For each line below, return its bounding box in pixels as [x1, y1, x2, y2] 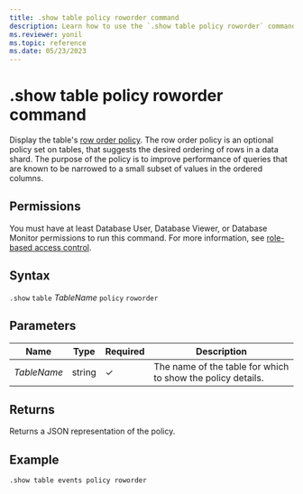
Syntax [9, 268, 50, 284]
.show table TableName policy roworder [9, 292, 159, 303]
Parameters [9, 318, 77, 334]
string [71, 366, 96, 379]
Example [9, 452, 60, 467]
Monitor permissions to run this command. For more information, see [9, 232, 265, 243]
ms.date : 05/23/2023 [9, 47, 87, 56]
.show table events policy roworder [9, 476, 147, 485]
